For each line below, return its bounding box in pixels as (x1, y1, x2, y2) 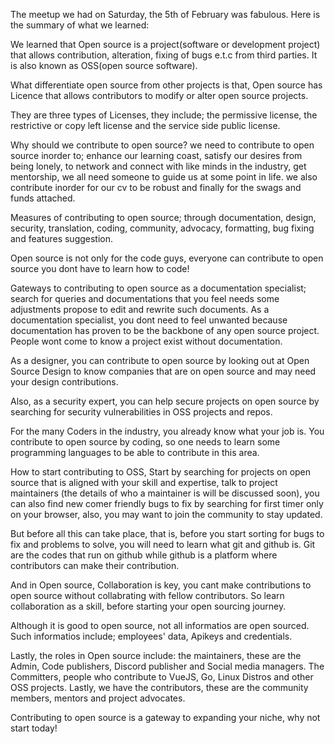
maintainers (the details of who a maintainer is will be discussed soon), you (10, 487, 320, 499)
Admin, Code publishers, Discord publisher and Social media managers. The (10, 660, 325, 672)
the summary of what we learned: (10, 19, 150, 31)
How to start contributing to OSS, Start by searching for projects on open (10, 466, 312, 478)
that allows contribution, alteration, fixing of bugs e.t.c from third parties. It (10, 49, 318, 61)
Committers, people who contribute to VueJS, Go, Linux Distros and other (10, 671, 314, 683)
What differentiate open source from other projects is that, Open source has (10, 79, 323, 91)
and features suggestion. (10, 233, 114, 244)
